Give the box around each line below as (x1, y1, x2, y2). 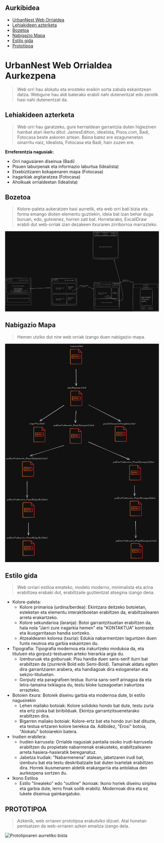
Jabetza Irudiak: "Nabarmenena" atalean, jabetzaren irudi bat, (19, 755, 144, 761)
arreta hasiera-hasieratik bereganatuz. (19, 749, 97, 755)
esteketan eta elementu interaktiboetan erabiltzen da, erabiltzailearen (19, 609, 159, 615)
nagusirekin (12, 698, 36, 703)
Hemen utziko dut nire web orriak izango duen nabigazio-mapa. (17, 334, 145, 340)
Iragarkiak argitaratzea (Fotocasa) (12, 174, 81, 180)
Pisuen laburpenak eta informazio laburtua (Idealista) (12, 163, 119, 169)
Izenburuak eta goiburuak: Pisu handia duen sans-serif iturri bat (19, 656, 148, 662)
